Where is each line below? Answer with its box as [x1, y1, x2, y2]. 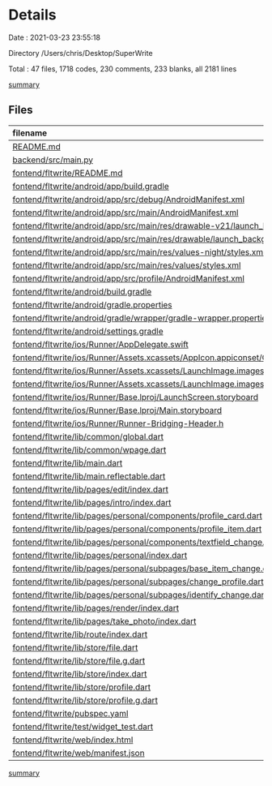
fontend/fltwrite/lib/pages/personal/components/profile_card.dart [12, 509, 263, 521]
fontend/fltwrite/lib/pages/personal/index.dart [12, 549, 188, 561]
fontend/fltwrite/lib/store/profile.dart [12, 681, 151, 693]
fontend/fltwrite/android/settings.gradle [12, 325, 164, 337]
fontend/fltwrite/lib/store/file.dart [12, 642, 138, 653]
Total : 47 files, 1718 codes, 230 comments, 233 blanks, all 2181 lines [8, 63, 237, 74]
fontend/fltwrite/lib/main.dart [12, 457, 123, 468]
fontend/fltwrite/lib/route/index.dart [12, 629, 148, 640]
